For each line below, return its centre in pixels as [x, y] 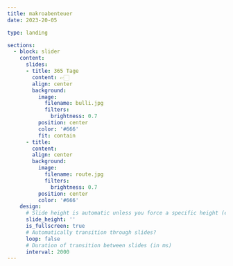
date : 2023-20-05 [32, 20]
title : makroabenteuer [40, 14]
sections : [21, 45]
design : [31, 207]
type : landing [28, 33]
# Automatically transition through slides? [91, 232]
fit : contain [57, 135]
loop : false [43, 239]
